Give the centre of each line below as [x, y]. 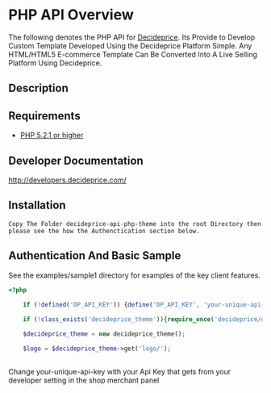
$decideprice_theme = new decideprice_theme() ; [104, 334]
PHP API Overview [71, 15]
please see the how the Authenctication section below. [104, 231]
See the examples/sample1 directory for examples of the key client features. [134, 275]
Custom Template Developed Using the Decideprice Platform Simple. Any [130, 45]
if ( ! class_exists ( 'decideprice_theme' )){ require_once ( [119, 320]
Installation [37, 205]
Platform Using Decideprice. [55, 63]
